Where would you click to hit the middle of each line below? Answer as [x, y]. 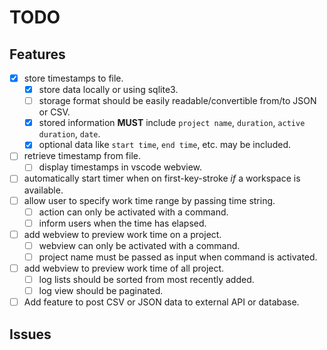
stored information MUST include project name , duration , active [172, 123]
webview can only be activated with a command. [139, 245]
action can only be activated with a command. [133, 212]
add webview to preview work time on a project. [122, 234]
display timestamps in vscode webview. [120, 167]
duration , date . [69, 134]
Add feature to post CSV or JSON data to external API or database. [161, 302]
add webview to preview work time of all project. [124, 268]
